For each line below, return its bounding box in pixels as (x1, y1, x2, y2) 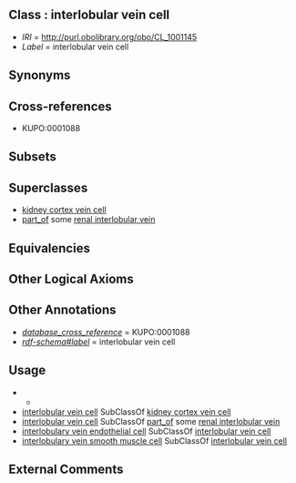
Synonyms (8, 67, 71, 83)
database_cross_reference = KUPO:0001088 (21, 326, 190, 337)
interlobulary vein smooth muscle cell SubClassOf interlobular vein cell (21, 435, 288, 446)
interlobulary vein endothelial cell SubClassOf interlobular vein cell (21, 426, 271, 437)
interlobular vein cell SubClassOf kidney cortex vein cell (21, 406, 231, 417)
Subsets (8, 149, 56, 165)
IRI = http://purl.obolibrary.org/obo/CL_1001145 (21, 31, 198, 42)
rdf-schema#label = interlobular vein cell (21, 336, 176, 347)
